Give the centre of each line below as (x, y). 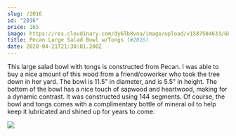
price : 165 (23, 27)
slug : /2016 (25, 14)
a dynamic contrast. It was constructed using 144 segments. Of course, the (116, 97)
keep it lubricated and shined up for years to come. (81, 111)
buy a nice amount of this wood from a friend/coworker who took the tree (113, 74)
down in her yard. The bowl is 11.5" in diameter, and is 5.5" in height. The (112, 81)
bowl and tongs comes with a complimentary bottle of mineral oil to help (112, 104)
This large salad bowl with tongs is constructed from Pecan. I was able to (113, 67)
